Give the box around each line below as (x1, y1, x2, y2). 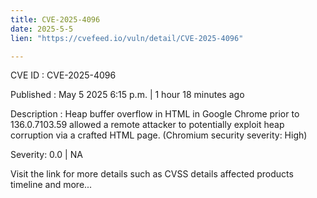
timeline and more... (10, 179, 93, 191)
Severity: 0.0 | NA (10, 149, 83, 161)
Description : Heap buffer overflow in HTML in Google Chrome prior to (10, 108, 300, 120)
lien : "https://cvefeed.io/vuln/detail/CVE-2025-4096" (10, 33, 244, 43)
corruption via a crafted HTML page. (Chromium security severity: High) (10, 129, 308, 141)
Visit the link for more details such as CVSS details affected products (10, 168, 294, 180)
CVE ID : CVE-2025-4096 (10, 69, 117, 81)
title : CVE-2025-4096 (10, 14, 101, 25)
